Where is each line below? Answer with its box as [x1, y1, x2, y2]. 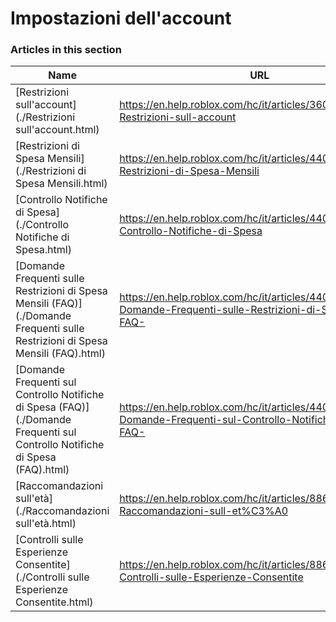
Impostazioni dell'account [10, 7, 232, 30]
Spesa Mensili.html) [15, 177, 108, 191]
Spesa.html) [15, 243, 72, 257]
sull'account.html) [15, 123, 100, 137]
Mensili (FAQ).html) [15, 347, 106, 361]
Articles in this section [10, 43, 122, 57]
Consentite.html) [15, 595, 94, 609]
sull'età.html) [15, 517, 77, 531]
